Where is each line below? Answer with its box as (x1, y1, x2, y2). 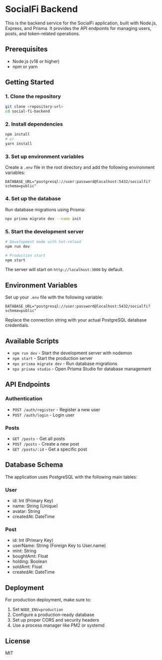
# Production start (5, 253, 46, 258)
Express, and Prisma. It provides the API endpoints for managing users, (5, 25, 152, 31)
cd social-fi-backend (5, 109, 50, 114)
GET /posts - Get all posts (12, 435, 65, 442)
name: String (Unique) (12, 503, 58, 509)
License (5, 637, 30, 645)
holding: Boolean (12, 558, 47, 564)
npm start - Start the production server (12, 355, 93, 361)
